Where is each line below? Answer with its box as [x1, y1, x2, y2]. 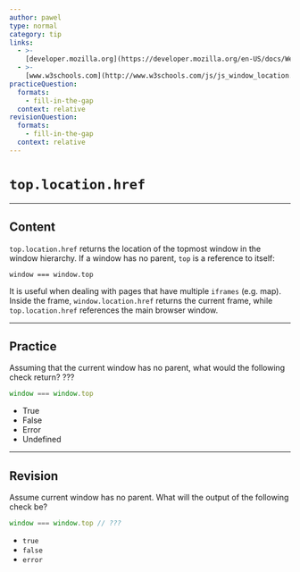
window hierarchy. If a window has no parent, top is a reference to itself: [9, 252, 275, 264]
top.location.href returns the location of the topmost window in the [9, 243, 262, 254]
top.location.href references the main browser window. [9, 305, 219, 315]
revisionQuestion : [9, 113, 78, 122]
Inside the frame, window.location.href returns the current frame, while [9, 295, 273, 306]
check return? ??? [9, 372, 75, 383]
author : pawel [9, 13, 62, 22]
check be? [9, 501, 47, 512]
